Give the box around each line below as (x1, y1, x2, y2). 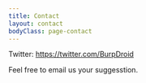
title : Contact (8, 11, 60, 20)
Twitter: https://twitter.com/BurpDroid (8, 50, 134, 59)
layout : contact (8, 20, 63, 28)
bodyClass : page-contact (8, 27, 92, 35)
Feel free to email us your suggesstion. (8, 65, 139, 75)
